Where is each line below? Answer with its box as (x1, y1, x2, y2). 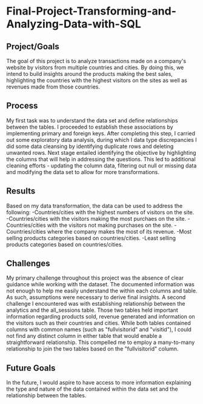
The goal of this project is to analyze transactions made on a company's (6, 58, 187, 64)
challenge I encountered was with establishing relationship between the (6, 300, 185, 308)
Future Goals (6, 363, 56, 373)
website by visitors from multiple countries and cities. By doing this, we (6, 64, 184, 71)
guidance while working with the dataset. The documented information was (6, 281, 195, 288)
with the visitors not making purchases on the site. (47, 221, 173, 229)
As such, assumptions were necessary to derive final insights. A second (6, 294, 186, 301)
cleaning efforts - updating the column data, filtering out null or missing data (6, 162, 197, 169)
